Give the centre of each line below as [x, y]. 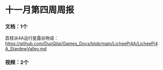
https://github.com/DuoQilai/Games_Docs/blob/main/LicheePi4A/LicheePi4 [81, 44]
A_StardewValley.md [26, 49]
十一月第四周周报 [40, 10]
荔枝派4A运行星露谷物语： [32, 38]
